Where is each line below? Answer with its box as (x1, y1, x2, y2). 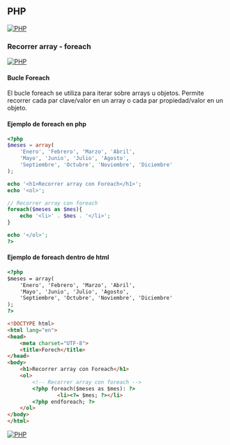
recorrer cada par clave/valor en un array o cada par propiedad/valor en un (7, 96, 224, 105)
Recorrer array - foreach (7, 41, 92, 51)
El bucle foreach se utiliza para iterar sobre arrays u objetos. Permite (7, 89, 204, 97)
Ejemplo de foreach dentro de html (7, 253, 109, 261)
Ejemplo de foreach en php (7, 119, 87, 128)
